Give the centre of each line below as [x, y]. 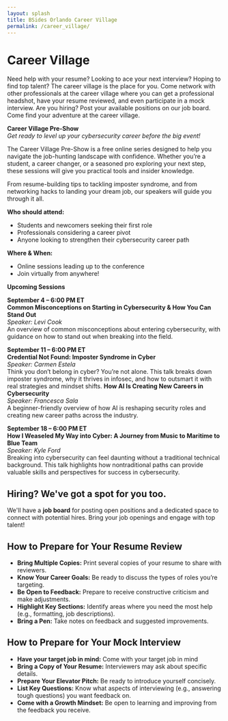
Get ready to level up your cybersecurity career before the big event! [104, 136]
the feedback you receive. [54, 710]
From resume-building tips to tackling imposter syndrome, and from [102, 184]
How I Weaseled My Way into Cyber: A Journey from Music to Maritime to [114, 436]
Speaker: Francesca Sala [43, 401]
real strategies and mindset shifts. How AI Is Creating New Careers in [105, 386]
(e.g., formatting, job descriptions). [66, 614]
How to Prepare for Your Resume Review [95, 546]
